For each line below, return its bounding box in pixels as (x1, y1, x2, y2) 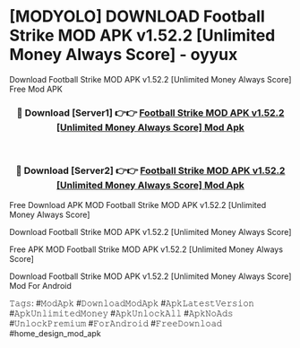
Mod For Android (9, 280, 72, 291)
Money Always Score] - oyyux (9, 45, 238, 65)
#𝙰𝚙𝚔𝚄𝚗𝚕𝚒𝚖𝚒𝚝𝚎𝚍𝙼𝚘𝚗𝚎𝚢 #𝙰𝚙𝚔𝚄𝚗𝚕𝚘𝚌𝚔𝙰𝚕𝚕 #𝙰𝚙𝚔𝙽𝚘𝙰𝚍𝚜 (9, 308, 234, 318)
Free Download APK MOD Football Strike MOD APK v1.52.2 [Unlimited (9, 199, 267, 210)
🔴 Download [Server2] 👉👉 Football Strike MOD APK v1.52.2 (15, 164, 286, 177)
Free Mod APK (9, 83, 63, 94)
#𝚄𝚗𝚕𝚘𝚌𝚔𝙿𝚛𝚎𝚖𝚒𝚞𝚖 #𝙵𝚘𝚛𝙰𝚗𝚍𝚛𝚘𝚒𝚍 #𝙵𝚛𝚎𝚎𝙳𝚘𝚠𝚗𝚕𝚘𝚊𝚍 (9, 318, 222, 328)
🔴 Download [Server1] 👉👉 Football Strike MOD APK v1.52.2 (16, 106, 285, 118)
